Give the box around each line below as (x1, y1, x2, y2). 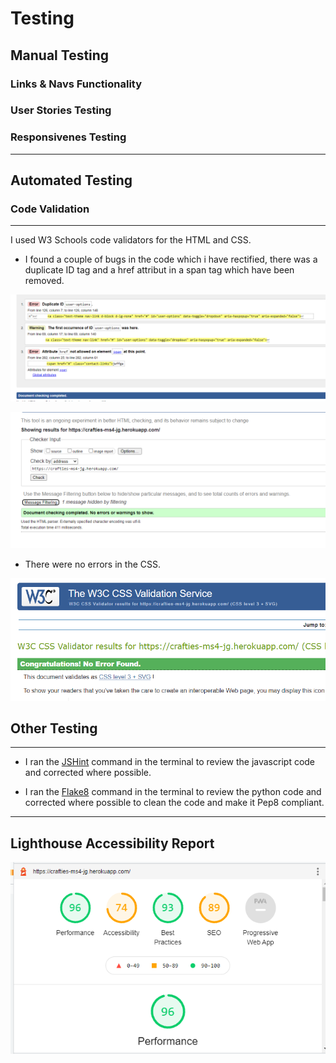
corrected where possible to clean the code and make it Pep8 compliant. (24, 797, 325, 809)
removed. (24, 275, 65, 287)
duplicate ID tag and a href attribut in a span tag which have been (24, 264, 295, 276)
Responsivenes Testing (10, 130, 127, 144)
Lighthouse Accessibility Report (10, 835, 215, 852)
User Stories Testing (10, 103, 112, 117)
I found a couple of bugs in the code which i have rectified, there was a (24, 253, 318, 266)
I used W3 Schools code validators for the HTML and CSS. (10, 234, 252, 246)
